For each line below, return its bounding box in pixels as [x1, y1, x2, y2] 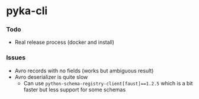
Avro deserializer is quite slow [14, 73, 88, 81]
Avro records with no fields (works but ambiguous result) [14, 67, 154, 74]
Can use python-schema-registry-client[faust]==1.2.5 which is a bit [23, 79, 193, 87]
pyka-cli [6, 4, 48, 18]
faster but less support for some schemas [23, 86, 126, 93]
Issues [6, 53, 26, 62]
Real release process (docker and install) [14, 39, 114, 46]
